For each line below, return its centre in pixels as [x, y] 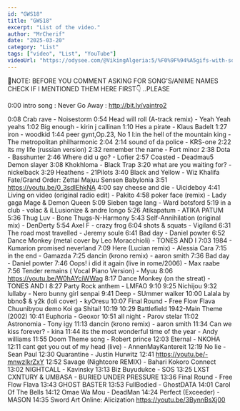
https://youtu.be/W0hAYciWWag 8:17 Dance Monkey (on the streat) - [109, 278]
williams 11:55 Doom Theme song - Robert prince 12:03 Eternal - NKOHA [114, 339]
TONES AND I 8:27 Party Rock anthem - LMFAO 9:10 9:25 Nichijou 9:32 [112, 285]
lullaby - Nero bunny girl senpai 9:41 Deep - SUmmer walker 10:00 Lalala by [119, 293]
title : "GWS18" [30, 21]
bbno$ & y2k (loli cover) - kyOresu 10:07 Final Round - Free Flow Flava [111, 301]
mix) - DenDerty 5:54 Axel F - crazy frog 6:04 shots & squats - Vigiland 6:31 [119, 225]
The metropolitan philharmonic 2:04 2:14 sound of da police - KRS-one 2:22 [119, 142]
